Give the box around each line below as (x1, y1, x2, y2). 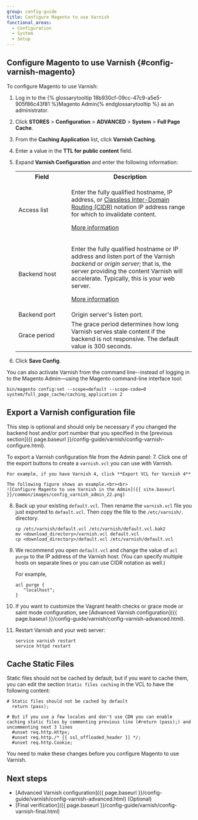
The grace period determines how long (71, 320, 179, 328)
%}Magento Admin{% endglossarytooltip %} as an (51, 100, 174, 107)
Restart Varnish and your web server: (15, 626, 106, 634)
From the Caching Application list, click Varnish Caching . (15, 136, 156, 143)
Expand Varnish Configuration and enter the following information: (15, 159, 179, 166)
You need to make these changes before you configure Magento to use (6, 750, 179, 758)
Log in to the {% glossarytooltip (15, 94, 92, 101)
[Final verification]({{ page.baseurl (15, 802, 99, 809)
